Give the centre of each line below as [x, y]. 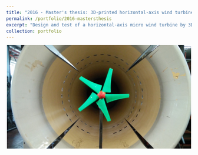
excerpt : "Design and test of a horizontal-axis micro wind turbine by [96, 25]
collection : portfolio [34, 31]
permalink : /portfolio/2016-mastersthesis [59, 18]
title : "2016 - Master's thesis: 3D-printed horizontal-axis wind [89, 12]
